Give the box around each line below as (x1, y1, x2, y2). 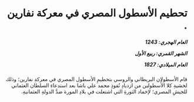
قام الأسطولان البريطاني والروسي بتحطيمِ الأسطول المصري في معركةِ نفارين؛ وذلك (5, 76, 188, 83)
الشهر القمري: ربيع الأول (135, 50, 188, 57)
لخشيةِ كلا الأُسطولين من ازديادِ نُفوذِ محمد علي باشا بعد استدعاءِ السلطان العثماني (11, 82, 188, 89)
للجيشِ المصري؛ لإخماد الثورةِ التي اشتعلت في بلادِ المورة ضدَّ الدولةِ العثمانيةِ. (21, 88, 188, 95)
